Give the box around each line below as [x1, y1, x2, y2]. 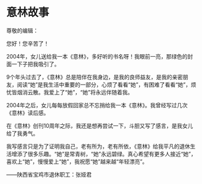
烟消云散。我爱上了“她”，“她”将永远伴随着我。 [16, 88, 133, 96]
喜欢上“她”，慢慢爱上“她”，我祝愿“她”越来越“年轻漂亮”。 [6, 158, 148, 165]
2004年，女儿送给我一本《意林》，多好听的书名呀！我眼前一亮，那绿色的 [6, 52, 188, 60]
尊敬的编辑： [6, 27, 38, 34]
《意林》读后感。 [6, 109, 49, 116]
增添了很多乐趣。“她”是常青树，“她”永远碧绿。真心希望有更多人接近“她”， [11, 150, 197, 157]
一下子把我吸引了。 [11, 60, 60, 68]
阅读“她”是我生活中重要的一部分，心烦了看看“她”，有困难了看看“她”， [16, 80, 191, 88]
